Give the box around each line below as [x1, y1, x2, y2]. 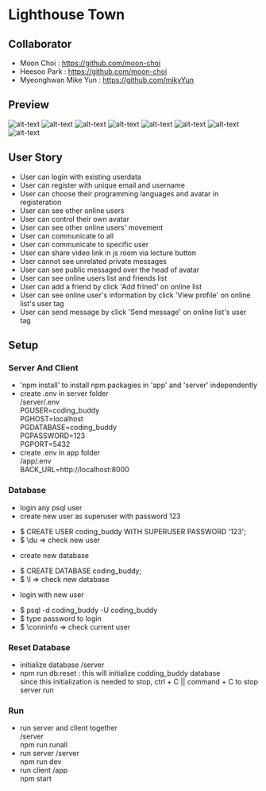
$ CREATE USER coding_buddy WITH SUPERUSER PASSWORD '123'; [19, 526, 246, 536]
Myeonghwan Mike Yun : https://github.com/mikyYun [19, 76, 195, 84]
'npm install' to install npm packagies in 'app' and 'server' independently [19, 380, 258, 390]
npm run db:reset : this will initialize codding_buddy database [19, 668, 221, 677]
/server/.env [19, 397, 60, 407]
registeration [19, 197, 62, 207]
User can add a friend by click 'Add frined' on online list [19, 281, 202, 291]
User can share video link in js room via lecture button [19, 248, 197, 258]
